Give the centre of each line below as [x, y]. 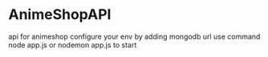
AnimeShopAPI [60, 15]
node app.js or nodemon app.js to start [73, 44]
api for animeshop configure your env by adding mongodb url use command [134, 36]
